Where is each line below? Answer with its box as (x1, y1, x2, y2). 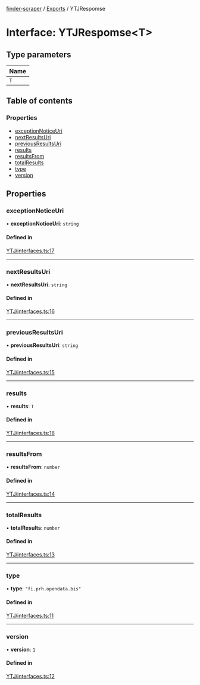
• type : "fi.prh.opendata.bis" (6, 585, 82, 592)
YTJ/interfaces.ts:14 (6, 490, 55, 498)
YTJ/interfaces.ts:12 (6, 673, 55, 680)
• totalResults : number (6, 524, 61, 531)
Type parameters (6, 49, 71, 60)
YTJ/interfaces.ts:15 (6, 368, 55, 376)
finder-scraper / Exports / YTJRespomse (6, 5, 106, 12)
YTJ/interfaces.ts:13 (6, 551, 55, 558)
